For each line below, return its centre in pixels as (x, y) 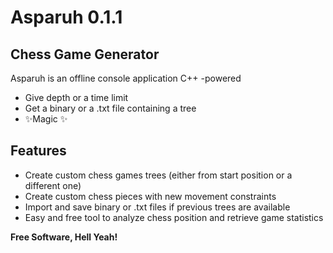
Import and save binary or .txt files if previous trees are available (157, 207)
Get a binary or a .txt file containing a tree (110, 108)
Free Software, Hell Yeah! (64, 237)
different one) (53, 185)
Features (38, 151)
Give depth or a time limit (76, 97)
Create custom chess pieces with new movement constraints (150, 196)
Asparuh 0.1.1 (66, 17)
